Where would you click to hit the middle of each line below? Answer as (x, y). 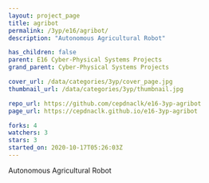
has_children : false (43, 53)
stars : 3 (23, 141)
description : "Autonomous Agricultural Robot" (87, 38)
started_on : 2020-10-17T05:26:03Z (66, 148)
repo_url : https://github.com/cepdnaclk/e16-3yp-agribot (105, 103)
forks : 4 (23, 125)
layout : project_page (44, 16)
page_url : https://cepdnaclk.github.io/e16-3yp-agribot (103, 111)
